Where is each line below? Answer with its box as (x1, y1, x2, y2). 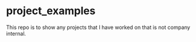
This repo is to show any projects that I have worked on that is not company (6, 24, 191, 31)
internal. (6, 30, 27, 37)
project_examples (6, 4, 96, 18)
